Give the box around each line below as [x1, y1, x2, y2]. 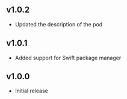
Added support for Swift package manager [14, 54, 122, 61]
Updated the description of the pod [14, 20, 103, 28]
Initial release [14, 87, 48, 95]
